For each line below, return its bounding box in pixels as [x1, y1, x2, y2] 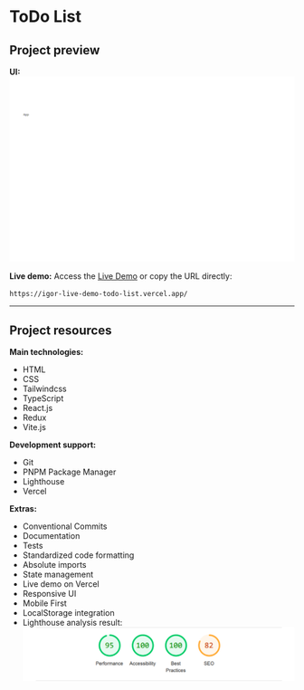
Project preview [9, 43, 100, 58]
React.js [22, 403, 53, 414]
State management [22, 569, 94, 580]
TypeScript [22, 393, 64, 404]
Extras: [9, 503, 38, 514]
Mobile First [22, 598, 68, 609]
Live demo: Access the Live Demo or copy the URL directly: [9, 271, 233, 282]
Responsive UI [22, 589, 77, 599]
